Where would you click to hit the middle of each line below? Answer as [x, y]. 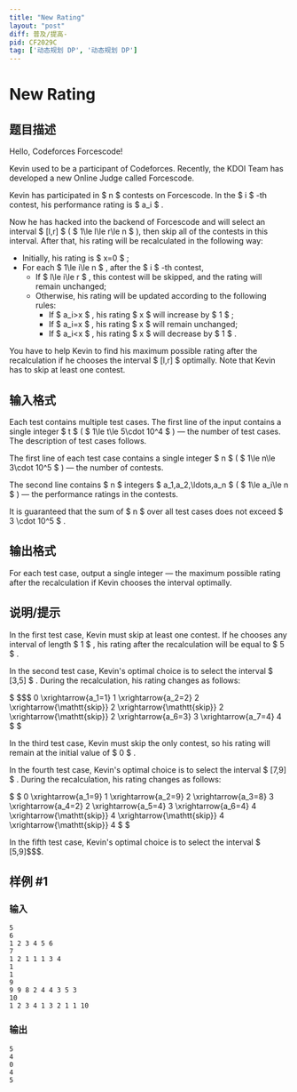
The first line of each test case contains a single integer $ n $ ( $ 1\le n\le [142, 458]
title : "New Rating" [47, 17]
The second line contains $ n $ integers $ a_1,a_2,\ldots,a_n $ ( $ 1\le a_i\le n [149, 485]
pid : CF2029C [33, 42]
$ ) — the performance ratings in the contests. [94, 494]
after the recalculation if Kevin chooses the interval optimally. [121, 582]
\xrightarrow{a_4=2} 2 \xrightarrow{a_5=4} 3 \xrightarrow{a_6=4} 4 [133, 806]
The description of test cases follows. [78, 440]
